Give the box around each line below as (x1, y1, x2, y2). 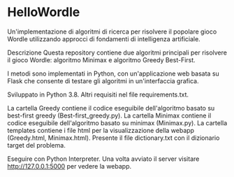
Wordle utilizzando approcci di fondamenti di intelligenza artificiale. (7, 34, 200, 43)
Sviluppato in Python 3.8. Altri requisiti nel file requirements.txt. (7, 90, 189, 99)
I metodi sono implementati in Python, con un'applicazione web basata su (7, 69, 220, 78)
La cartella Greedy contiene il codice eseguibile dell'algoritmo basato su (7, 104, 215, 112)
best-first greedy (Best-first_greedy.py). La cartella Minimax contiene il (7, 111, 212, 120)
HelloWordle (7, 4, 80, 20)
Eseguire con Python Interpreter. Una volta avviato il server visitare (7, 155, 200, 163)
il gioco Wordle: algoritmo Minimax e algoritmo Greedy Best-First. (7, 55, 196, 64)
